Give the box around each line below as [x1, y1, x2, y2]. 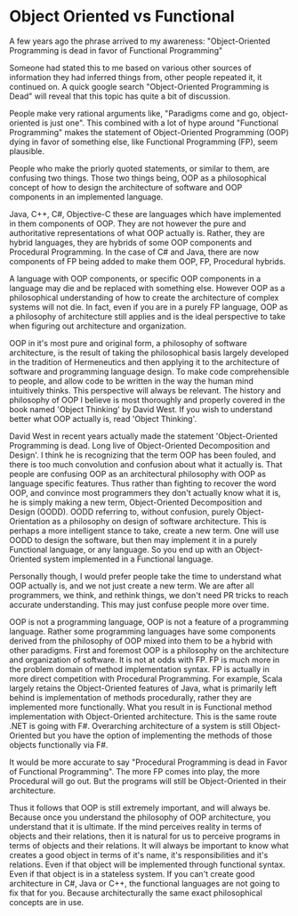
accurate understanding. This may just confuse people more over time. [9, 599, 270, 610]
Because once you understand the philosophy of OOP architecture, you [9, 812, 271, 823]
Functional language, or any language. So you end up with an [9, 544, 234, 555]
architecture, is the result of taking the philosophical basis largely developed [9, 347, 289, 358]
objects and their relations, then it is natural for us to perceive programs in [9, 831, 281, 841]
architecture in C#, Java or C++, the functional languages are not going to [9, 878, 280, 888]
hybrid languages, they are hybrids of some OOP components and [9, 237, 252, 247]
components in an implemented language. [9, 191, 164, 202]
